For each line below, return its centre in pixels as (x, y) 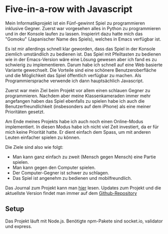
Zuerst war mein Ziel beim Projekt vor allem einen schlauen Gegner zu (78, 90)
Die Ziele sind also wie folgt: (34, 147)
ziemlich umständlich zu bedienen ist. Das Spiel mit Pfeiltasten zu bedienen (83, 54)
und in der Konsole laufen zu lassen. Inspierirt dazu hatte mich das (74, 34)
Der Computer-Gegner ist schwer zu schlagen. (61, 173)
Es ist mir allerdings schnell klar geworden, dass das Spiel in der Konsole (80, 49)
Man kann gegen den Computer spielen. (54, 167)
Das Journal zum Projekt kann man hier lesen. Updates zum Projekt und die (83, 188)
